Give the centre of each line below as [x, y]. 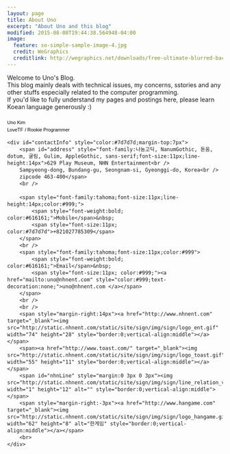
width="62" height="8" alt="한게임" [57, 423]
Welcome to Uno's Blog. [41, 77]
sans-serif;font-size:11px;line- [153, 156]
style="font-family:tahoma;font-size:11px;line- [108, 197]
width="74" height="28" [41, 334]
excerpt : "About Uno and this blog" [59, 26]
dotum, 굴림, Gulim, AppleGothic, [55, 156]
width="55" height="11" [41, 362]
